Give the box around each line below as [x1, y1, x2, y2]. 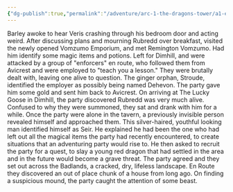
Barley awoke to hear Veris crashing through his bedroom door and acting [7, 29, 218, 37]
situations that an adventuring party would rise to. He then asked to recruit [7, 139, 220, 148]
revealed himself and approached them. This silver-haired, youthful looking [7, 117, 222, 125]
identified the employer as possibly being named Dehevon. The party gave [7, 80, 221, 89]
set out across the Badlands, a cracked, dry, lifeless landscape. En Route [7, 162, 215, 170]
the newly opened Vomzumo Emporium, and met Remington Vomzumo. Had [7, 44, 225, 52]
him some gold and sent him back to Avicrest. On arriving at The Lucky [7, 88, 210, 96]
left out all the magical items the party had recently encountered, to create [7, 132, 220, 141]
